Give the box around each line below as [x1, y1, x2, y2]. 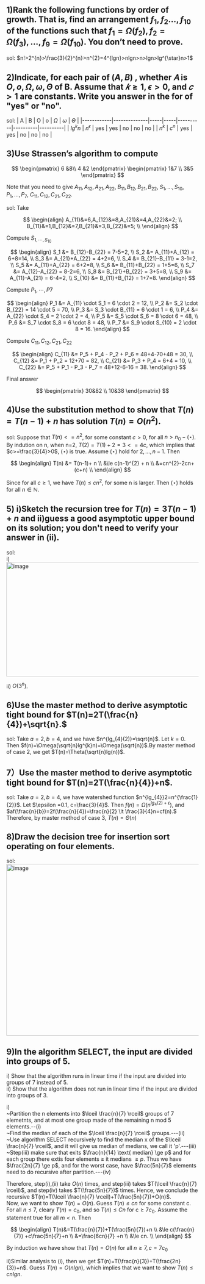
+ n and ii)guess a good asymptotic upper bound [6, 514, 195, 524]
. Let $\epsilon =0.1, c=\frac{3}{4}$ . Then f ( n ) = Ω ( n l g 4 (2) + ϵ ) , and [20, 800, 185, 808]
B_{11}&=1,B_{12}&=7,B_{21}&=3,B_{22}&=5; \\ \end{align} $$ [26, 223, 179, 230]
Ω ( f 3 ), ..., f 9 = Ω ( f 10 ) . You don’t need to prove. [6, 37, 184, 48]
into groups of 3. [6, 1092, 48, 1099]
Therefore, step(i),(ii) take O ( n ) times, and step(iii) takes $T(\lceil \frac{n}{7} [6, 1180, 197, 1188]
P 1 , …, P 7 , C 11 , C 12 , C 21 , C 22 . [6, 191, 73, 200]
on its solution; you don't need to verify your [6, 523, 179, 533]
